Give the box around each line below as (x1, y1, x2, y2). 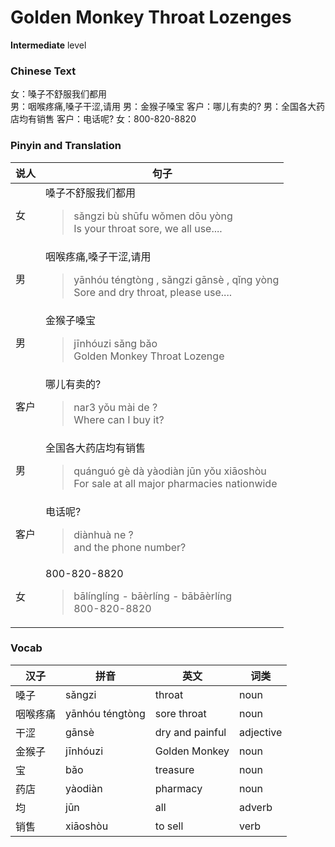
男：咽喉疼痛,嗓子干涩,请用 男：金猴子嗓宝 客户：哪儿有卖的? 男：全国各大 (10, 101, 317, 113)
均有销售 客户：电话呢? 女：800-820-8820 (18, 113, 197, 125)
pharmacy (154, 781, 203, 795)
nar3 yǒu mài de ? (73, 400, 158, 414)
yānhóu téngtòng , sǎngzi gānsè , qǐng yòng (73, 272, 280, 286)
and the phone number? (73, 540, 187, 554)
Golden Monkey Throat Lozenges (10, 6, 292, 29)
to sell (154, 819, 184, 833)
